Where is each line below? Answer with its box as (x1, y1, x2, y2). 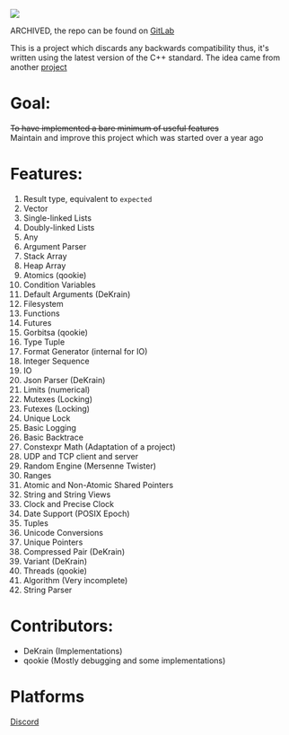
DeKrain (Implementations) (22, 645, 123, 656)
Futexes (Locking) (22, 403, 91, 414)
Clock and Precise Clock (22, 498, 115, 509)
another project (10, 62, 67, 72)
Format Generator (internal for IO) (22, 346, 148, 356)
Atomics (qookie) (22, 269, 87, 280)
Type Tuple (22, 337, 66, 347)
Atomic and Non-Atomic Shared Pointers (22, 479, 174, 490)
